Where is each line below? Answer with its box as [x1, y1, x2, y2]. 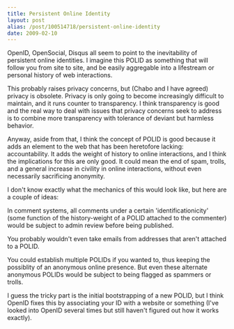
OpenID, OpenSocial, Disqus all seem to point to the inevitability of [7, 49, 198, 57]
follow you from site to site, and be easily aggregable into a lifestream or [7, 63, 214, 72]
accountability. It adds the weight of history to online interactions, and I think [7, 150, 227, 158]
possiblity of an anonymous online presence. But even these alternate [7, 263, 208, 272]
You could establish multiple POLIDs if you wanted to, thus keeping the [7, 256, 210, 264]
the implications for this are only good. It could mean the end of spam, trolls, [7, 158, 226, 166]
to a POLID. [7, 242, 40, 251]
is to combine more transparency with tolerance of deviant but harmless [7, 114, 214, 123]
